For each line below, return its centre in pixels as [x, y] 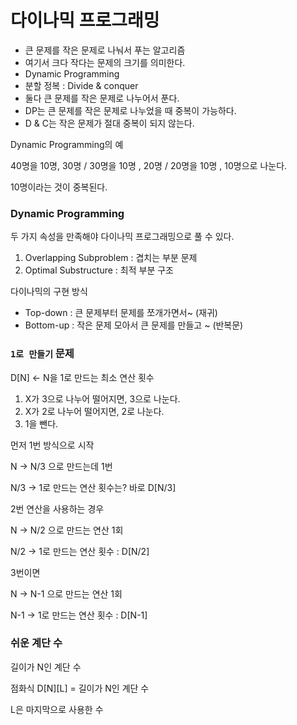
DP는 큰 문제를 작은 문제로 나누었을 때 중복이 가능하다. [130, 110]
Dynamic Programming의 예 [67, 144]
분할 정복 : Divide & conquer [81, 85]
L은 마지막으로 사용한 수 [57, 709]
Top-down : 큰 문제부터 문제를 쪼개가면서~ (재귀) [121, 313]
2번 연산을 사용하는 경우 [57, 508]
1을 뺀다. [41, 423]
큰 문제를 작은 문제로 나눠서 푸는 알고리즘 [105, 50]
